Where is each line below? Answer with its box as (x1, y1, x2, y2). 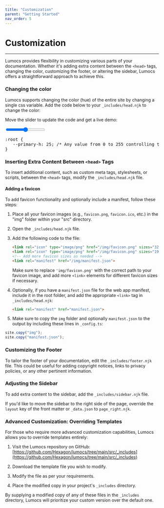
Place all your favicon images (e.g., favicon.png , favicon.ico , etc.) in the (12, 211, 159, 217)
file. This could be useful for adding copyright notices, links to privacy (5, 362, 145, 369)
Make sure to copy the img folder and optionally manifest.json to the (12, 316, 150, 321)
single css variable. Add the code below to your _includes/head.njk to (5, 102, 146, 108)
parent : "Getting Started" (5, 12, 60, 17)
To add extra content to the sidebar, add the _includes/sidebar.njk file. (5, 391, 149, 397)
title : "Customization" (5, 7, 54, 12)
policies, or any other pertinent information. (5, 368, 93, 374)
